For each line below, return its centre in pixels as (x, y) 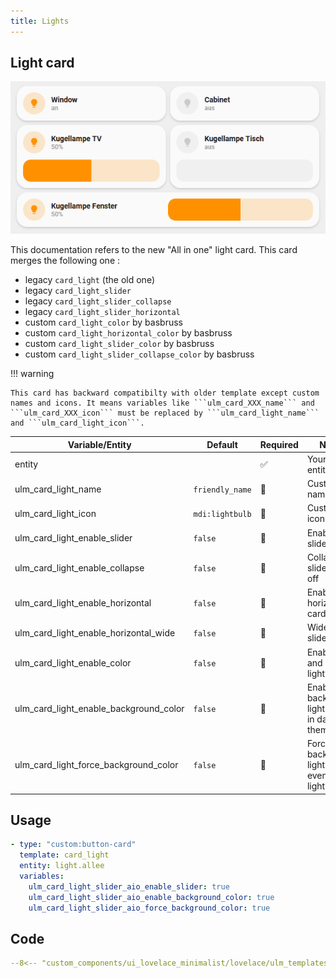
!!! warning (32, 374)
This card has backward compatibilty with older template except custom (165, 393)
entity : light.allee (62, 866)
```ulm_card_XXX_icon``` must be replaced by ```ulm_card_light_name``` (165, 413)
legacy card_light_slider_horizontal (102, 312)
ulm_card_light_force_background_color (96, 765)
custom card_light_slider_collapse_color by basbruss (139, 354)
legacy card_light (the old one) (89, 280)
